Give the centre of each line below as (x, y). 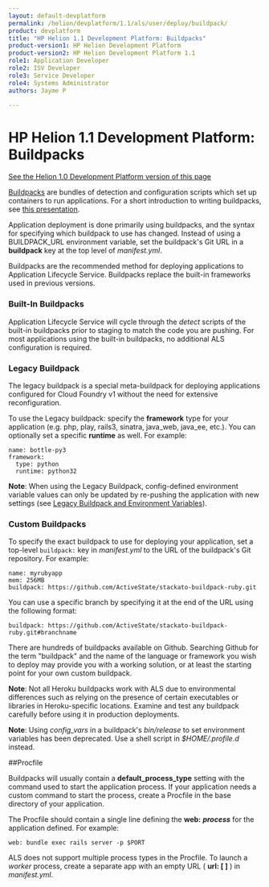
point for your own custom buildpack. (70, 673)
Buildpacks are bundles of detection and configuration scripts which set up (132, 192)
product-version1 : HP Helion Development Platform (95, 46)
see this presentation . (44, 209)
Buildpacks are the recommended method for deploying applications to (126, 266)
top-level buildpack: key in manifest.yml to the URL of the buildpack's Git (130, 550)
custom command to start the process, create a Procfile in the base (120, 795)
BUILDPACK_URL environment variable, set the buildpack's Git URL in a (126, 242)
